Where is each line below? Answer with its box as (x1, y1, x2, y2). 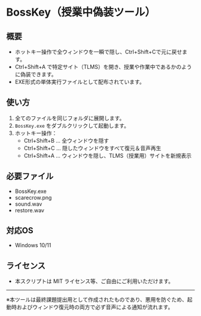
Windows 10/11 (14, 242, 51, 249)
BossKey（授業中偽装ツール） (6, 5, 156, 19)
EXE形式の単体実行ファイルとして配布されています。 (14, 79, 145, 85)
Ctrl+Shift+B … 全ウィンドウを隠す (23, 137, 109, 144)
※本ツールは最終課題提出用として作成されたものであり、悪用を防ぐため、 (6, 296, 187, 303)
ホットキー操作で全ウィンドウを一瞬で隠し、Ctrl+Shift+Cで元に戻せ (14, 49, 182, 55)
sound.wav (14, 200, 42, 207)
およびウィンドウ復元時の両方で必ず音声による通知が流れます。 (16, 303, 173, 311)
